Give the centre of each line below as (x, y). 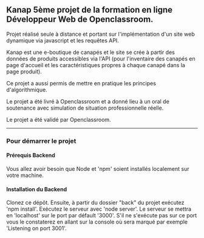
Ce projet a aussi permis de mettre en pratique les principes (81, 83)
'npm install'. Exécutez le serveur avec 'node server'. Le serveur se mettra (99, 209)
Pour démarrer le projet (41, 140)
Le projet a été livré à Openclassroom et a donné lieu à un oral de (88, 101)
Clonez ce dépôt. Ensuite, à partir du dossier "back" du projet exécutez (95, 203)
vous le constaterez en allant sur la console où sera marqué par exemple (97, 222)
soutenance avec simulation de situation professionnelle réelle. (85, 108)
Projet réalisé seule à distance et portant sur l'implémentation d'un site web (101, 34)
